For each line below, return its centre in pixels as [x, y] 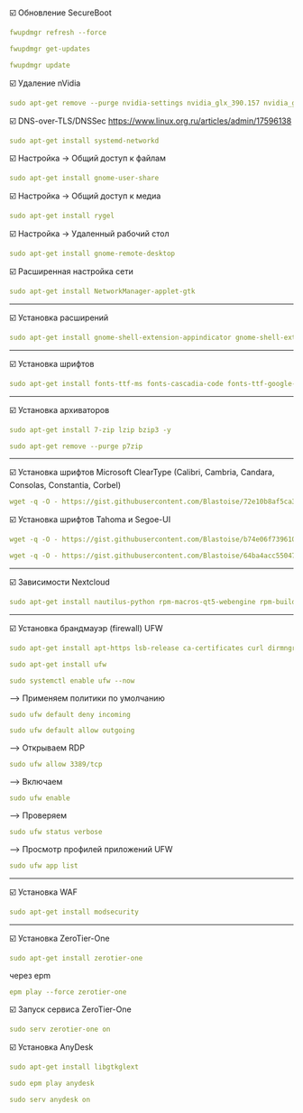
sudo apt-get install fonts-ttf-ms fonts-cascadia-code [116, 383]
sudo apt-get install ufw [58, 664]
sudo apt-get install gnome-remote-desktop [92, 254]
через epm [30, 975]
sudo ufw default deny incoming [70, 714]
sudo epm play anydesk [52, 1084]
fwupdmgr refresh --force [58, 32]
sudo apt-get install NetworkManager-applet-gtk [102, 291]
